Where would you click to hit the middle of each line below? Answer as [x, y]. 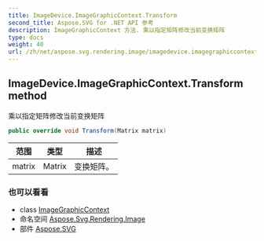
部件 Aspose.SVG [48, 228]
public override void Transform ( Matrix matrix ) [88, 130]
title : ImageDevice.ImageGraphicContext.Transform [93, 15]
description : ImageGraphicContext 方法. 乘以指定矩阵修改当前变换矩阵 [117, 30]
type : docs [26, 37]
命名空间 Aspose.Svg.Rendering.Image [82, 219]
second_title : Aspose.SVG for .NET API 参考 [81, 23]
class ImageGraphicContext [64, 210]
